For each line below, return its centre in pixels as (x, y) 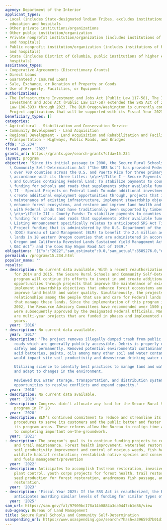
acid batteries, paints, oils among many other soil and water (81, 353)
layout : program (22, 158)
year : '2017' (23, 335)
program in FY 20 (32, 408)
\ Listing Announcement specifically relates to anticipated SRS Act (83, 223)
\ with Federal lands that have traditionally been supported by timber (86, 209)
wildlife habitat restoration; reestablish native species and (81, 455)
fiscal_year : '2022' (27, 149)
